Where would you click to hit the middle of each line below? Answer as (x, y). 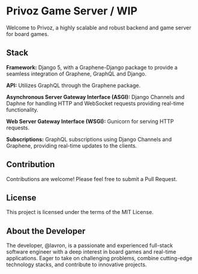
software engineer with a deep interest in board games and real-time (91, 252)
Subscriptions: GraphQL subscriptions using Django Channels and (89, 139)
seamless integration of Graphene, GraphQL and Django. (76, 74)
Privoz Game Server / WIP (72, 11)
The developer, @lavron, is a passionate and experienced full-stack (89, 246)
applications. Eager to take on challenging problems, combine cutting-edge (99, 258)
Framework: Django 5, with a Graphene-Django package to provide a (92, 67)
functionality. (22, 110)
